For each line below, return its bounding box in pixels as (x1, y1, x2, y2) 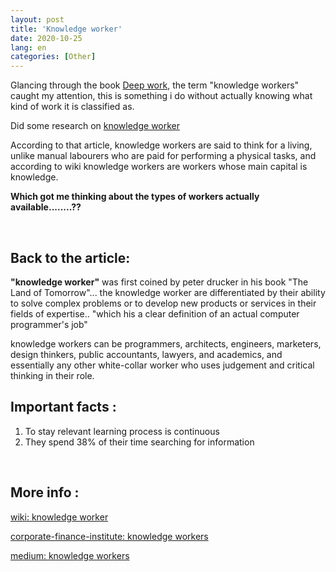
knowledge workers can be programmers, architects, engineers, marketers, (10, 337, 322, 350)
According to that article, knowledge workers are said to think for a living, (10, 139, 313, 151)
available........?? (10, 201, 82, 213)
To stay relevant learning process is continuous (24, 425, 220, 437)
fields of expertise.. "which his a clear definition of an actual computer (10, 307, 300, 320)
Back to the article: (10, 249, 131, 266)
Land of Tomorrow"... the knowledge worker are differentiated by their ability (10, 286, 326, 298)
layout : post (10, 14, 65, 25)
